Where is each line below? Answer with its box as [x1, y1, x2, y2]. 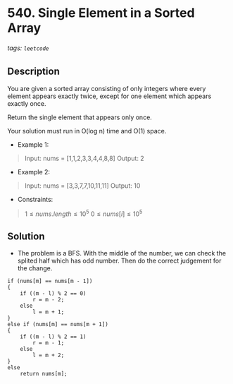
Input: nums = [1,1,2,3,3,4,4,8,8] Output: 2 [24, 154, 144, 162]
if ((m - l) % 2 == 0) [20, 290, 87, 297]
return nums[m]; [20, 371, 68, 378]
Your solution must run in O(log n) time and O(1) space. [7, 126, 167, 135]
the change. [17, 264, 53, 272]
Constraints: [17, 195, 53, 203]
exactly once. [7, 99, 47, 107]
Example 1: [17, 140, 49, 149]
